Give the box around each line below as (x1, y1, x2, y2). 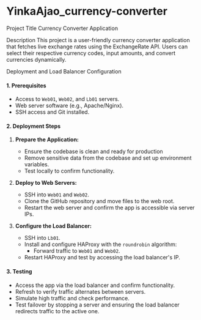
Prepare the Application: (15, 136, 79, 143)
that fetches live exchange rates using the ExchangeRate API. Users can (6, 43, 188, 50)
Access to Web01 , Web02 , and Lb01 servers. (15, 95, 120, 103)
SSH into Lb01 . (24, 234, 61, 242)
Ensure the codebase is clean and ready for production (24, 148, 163, 155)
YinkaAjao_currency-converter (6, 4, 168, 18)
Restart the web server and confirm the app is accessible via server (24, 204, 195, 212)
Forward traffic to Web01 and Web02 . (33, 247, 120, 255)
